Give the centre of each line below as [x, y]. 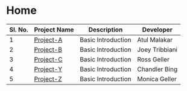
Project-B [48, 49]
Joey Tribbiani [157, 49]
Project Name [54, 30]
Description [106, 30]
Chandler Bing [157, 69]
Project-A [48, 40]
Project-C [48, 59]
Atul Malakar [155, 40]
